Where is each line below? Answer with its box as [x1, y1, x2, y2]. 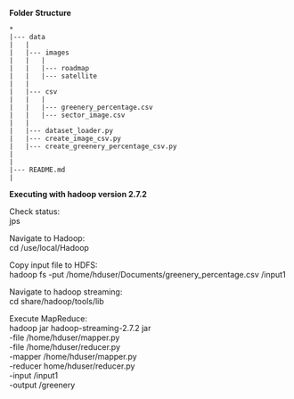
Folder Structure [9, 8, 71, 18]
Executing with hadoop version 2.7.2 [9, 189, 147, 199]
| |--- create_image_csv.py [9, 134, 122, 143]
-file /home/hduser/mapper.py [9, 332, 120, 343]
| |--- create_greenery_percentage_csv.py [9, 142, 177, 151]
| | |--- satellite [9, 71, 98, 80]
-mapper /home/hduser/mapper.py [9, 352, 137, 362]
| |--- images [9, 48, 69, 57]
